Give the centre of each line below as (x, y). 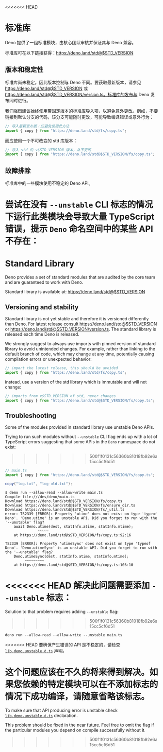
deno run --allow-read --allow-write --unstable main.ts (64, 635)
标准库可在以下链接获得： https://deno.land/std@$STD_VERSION (69, 52)
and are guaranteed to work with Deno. (44, 282)
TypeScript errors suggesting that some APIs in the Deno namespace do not (80, 442)
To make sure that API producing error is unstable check (61, 710)
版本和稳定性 (24, 70)
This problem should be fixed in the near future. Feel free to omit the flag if (80, 725)
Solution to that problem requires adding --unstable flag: (62, 612)
